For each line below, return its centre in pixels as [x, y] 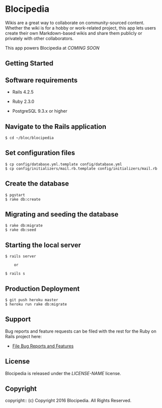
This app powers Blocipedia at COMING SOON [52, 48]
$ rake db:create [23, 199]
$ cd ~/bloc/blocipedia [30, 138]
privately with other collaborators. [39, 38]
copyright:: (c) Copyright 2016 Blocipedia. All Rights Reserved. [68, 401]
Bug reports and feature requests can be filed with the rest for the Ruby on [81, 331]
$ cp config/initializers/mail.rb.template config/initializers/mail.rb [81, 168]
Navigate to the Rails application [56, 126]
